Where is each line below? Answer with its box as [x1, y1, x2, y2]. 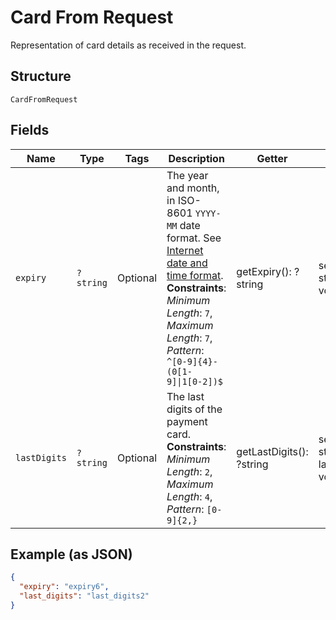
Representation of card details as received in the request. [10, 39, 247, 51]
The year [166, 168, 209, 182]
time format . [166, 268, 224, 282]
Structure [10, 68, 72, 85]
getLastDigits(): [236, 444, 309, 458]
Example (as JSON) [10, 546, 133, 563]
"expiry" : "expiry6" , [19, 582, 110, 592]
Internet [166, 243, 204, 257]
